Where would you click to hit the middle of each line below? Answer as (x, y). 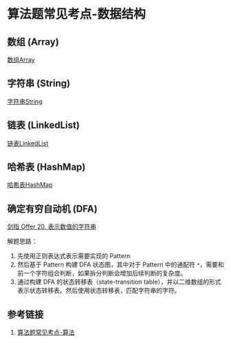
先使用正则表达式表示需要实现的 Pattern (74, 256)
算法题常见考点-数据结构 (77, 14)
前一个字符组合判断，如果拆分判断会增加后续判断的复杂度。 (102, 273)
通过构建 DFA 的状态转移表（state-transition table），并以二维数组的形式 (119, 282)
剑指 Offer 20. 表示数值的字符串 (52, 227)
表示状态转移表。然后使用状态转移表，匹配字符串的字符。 (99, 291)
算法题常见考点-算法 (46, 333)
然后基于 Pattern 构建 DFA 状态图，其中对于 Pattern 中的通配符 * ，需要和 (120, 265)
